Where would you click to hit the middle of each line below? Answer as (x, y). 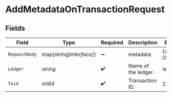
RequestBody (23, 54)
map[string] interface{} (69, 54)
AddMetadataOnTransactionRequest (85, 9)
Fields (15, 28)
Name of (139, 66)
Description (143, 43)
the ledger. (141, 72)
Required (112, 43)
